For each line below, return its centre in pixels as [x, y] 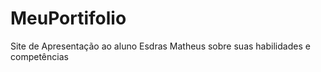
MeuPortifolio [68, 18]
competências [39, 56]
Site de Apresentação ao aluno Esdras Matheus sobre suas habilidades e [160, 46]
